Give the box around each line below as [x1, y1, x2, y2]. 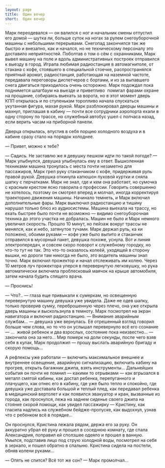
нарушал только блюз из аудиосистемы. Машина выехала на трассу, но [5, 205, 157, 211]
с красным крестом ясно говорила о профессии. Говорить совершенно [5, 184, 156, 190]
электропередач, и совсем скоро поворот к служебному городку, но [5, 242, 151, 248]
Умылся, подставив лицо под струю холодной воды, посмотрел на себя [5, 437, 157, 443]
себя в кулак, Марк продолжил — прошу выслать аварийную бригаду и [5, 340, 156, 346]
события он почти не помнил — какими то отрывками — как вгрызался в [5, 370, 160, 376]
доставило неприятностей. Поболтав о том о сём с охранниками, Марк [5, 51, 156, 57]
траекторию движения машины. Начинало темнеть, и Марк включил [5, 195, 150, 201]
